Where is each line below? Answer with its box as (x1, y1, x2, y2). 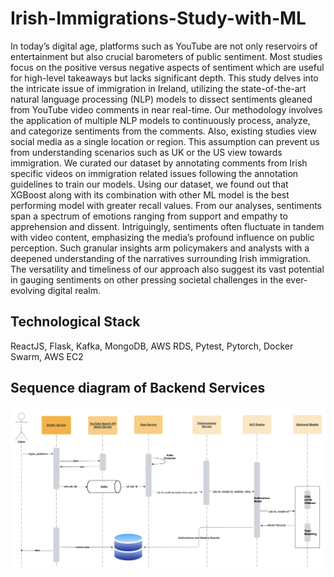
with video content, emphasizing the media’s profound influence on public (10, 231, 315, 243)
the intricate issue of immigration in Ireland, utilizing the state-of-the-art (10, 82, 307, 94)
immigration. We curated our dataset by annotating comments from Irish (10, 157, 308, 169)
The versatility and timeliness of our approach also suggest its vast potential (10, 263, 325, 275)
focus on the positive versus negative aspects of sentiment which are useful (10, 61, 325, 73)
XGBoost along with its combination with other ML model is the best (10, 188, 290, 201)
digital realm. (47, 284, 102, 296)
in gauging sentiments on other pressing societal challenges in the (10, 273, 284, 286)
